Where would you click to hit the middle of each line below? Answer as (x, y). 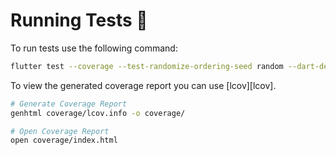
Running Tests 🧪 (79, 20)
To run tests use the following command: (94, 48)
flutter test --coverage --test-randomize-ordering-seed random (147, 66)
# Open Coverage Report (60, 131)
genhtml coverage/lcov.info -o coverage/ (98, 113)
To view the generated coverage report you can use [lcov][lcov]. (143, 85)
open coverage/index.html (64, 140)
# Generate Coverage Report (69, 104)
